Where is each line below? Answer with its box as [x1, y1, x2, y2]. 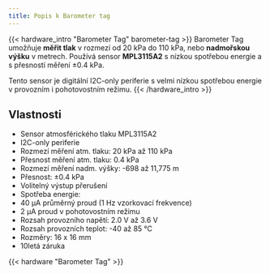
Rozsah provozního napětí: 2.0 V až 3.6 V [19, 216, 158, 225]
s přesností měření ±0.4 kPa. [8, 60, 105, 70]
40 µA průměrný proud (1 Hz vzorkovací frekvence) [19, 198, 192, 208]
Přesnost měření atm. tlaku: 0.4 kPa [19, 155, 139, 165]
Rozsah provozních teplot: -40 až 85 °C [19, 224, 152, 233]
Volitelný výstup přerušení [19, 181, 108, 191]
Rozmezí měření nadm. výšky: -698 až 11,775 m [19, 164, 180, 173]
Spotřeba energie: [19, 190, 81, 199]
